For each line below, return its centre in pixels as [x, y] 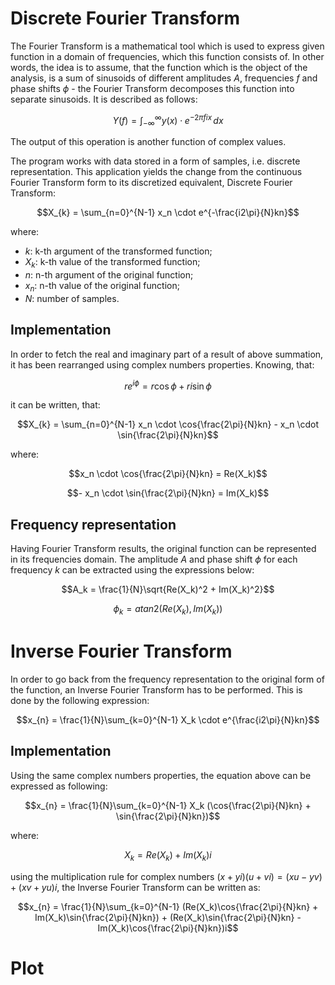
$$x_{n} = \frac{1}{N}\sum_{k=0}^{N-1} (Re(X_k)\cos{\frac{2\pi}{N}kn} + [168, 906]
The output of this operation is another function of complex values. [148, 142]
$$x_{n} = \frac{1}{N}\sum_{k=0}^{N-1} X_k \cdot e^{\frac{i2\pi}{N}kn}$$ [168, 720]
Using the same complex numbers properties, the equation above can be [161, 775]
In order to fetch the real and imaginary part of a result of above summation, [167, 354]
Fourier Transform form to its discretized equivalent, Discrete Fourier [151, 183]
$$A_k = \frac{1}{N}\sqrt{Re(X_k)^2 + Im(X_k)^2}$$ [168, 589]
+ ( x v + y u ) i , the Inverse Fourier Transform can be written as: [135, 887]
